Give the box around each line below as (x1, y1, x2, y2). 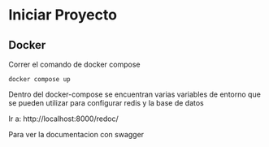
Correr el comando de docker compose (8, 59, 141, 69)
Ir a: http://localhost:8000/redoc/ (8, 114, 119, 123)
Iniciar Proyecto (8, 6, 118, 24)
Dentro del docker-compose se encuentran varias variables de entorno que (8, 89, 262, 99)
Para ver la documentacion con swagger (8, 130, 145, 139)
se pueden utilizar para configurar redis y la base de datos (8, 98, 205, 107)
